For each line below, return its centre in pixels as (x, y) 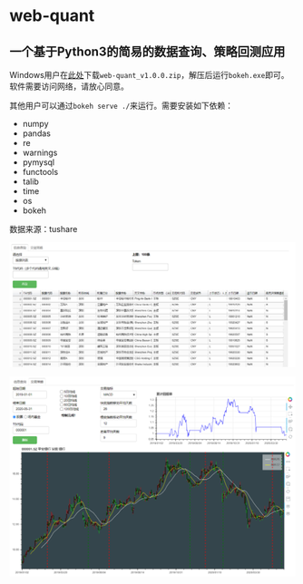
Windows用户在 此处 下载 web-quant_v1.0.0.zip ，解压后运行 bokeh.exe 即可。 (149, 75)
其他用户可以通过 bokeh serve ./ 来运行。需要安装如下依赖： (122, 106)
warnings (40, 152)
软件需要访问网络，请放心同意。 (69, 86)
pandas (37, 133)
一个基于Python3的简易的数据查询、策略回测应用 (147, 51)
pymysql (39, 162)
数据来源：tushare (44, 229)
